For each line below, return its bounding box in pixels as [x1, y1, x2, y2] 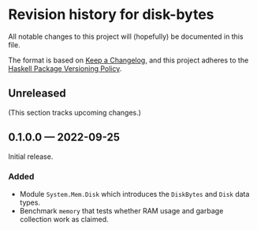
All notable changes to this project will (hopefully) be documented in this [8, 32, 244, 41]
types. [19, 198, 41, 207]
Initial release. [8, 152, 54, 161]
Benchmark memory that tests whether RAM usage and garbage [19, 205, 224, 215]
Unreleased [8, 87, 67, 100]
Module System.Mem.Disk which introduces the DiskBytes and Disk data [19, 189, 250, 198]
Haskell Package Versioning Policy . [8, 63, 122, 73]
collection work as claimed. [19, 214, 109, 224]
